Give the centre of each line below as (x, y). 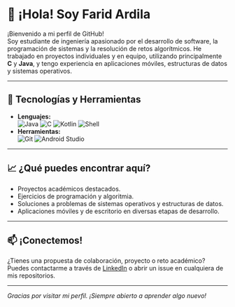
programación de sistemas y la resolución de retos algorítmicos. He (105, 48)
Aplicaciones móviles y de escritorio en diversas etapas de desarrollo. (118, 211)
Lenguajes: (34, 116)
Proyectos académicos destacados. (69, 189)
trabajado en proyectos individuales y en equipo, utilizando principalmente (115, 56)
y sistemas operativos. (40, 71)
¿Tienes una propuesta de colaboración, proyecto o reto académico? (106, 261)
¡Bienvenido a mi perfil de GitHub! (56, 34)
